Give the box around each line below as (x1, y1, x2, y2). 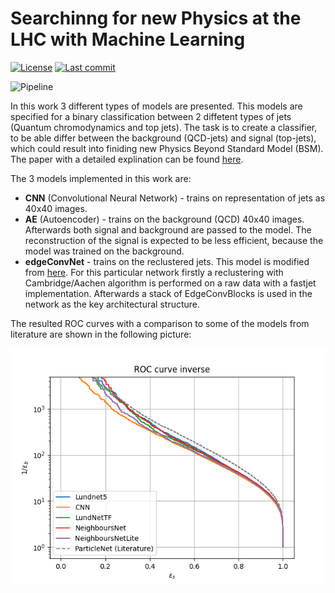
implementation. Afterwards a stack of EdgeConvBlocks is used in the (24, 287, 313, 299)
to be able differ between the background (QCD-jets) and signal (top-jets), (10, 132, 317, 144)
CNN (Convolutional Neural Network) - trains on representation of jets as (24, 192, 326, 204)
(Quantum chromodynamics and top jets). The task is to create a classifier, (10, 121, 318, 133)
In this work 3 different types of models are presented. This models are (10, 100, 303, 112)
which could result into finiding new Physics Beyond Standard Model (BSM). (10, 142, 324, 154)
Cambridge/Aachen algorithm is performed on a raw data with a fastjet (24, 277, 317, 289)
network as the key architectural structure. (24, 298, 201, 310)
